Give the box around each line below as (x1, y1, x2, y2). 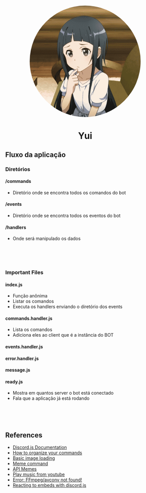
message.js (5, 367, 30, 373)
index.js (5, 281, 23, 288)
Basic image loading (12, 455, 55, 461)
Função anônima (12, 293, 48, 299)
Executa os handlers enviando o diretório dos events (12, 304, 123, 310)
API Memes (12, 466, 37, 472)
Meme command (12, 460, 48, 467)
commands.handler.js (5, 315, 53, 321)
